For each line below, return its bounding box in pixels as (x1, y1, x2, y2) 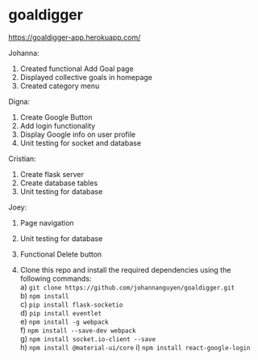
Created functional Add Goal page (19, 63, 135, 74)
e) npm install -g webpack (19, 316, 109, 326)
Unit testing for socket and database (19, 138, 142, 147)
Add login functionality (19, 121, 96, 130)
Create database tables (19, 178, 98, 188)
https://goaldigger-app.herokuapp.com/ (8, 32, 141, 42)
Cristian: (8, 154, 36, 163)
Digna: (8, 96, 31, 106)
